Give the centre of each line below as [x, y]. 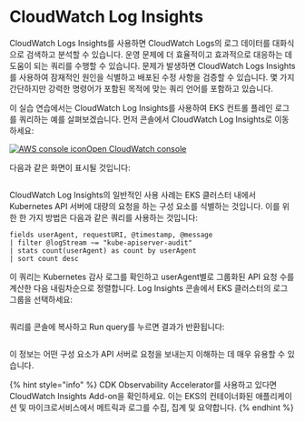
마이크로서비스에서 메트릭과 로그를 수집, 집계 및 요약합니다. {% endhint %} [161, 407]
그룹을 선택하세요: [41, 299]
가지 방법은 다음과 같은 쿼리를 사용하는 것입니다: [113, 217]
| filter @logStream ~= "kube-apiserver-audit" [101, 243]
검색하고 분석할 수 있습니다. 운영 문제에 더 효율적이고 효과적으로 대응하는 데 [159, 54]
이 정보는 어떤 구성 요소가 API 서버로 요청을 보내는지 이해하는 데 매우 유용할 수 [148, 354]
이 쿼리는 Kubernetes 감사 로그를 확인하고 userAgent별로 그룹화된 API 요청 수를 [152, 276]
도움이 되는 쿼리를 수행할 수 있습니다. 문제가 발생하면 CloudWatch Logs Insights [152, 65]
